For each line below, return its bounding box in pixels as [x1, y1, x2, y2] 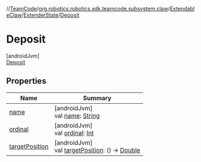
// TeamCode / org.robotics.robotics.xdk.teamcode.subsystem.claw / [6, 5, 170, 12]
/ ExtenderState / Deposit [22, 11, 80, 19]
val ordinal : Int [54, 128, 94, 137]
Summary [83, 94, 112, 102]
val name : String [54, 111, 100, 119]
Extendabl [169, 5, 195, 12]
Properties [6, 76, 47, 86]
